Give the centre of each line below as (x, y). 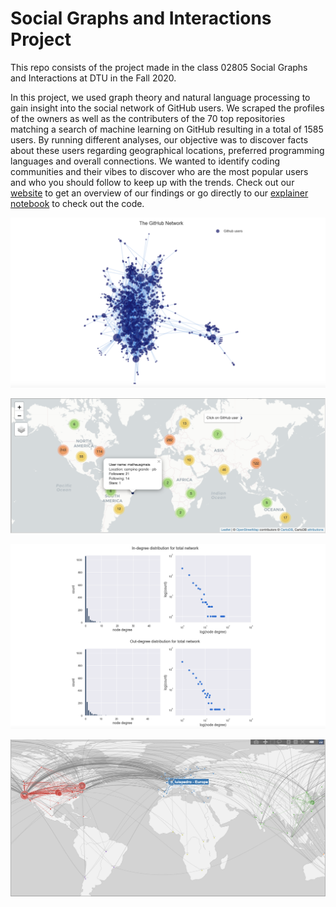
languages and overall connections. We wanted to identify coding (145, 161)
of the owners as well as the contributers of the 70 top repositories (148, 118)
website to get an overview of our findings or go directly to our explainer (159, 193)
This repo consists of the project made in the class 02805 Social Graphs (159, 67)
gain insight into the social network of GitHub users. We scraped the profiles (167, 108)
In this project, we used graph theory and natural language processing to (160, 97)
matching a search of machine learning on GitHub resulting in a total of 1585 (167, 129)
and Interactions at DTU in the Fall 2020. (93, 78)
